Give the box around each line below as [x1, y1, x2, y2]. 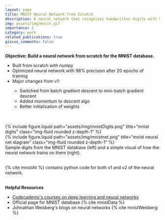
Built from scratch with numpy [12, 62, 74, 68]
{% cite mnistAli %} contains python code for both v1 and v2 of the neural [5, 164, 154, 170]
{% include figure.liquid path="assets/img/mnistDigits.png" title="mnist [5, 123, 149, 129]
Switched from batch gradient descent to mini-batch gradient [19, 87, 144, 94]
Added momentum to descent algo [19, 98, 90, 104]
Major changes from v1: [12, 78, 60, 84]
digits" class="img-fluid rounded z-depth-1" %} [5, 129, 102, 135]
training [12, 73, 28, 79]
